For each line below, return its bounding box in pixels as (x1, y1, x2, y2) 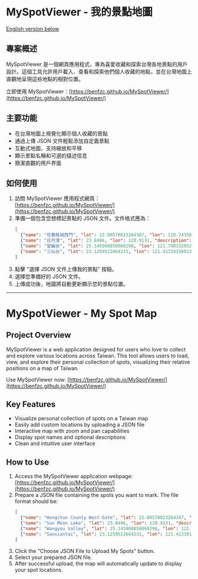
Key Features (6, 399, 56, 410)
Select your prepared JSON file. (14, 554, 93, 561)
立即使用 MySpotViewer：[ (6, 88, 71, 95)
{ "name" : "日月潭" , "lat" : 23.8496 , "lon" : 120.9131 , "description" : (20, 238, 192, 244)
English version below (6, 25, 60, 32)
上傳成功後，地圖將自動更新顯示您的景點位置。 (14, 280, 128, 287)
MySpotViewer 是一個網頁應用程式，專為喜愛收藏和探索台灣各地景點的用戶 (6, 60, 188, 68)
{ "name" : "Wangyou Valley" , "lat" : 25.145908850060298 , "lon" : (20, 525, 179, 531)
